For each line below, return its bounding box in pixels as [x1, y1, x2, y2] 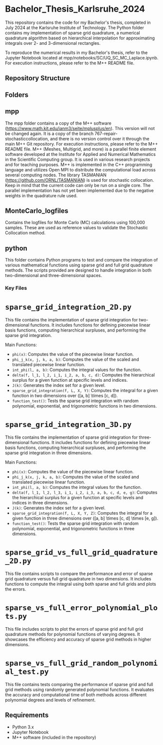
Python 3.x [12, 724, 34, 730]
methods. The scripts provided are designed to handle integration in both [5, 267, 152, 273]
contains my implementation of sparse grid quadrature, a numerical [5, 30, 140, 36]
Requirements [5, 711, 49, 719]
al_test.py [5, 667, 49, 676]
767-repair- [94, 130, 118, 136]
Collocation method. [5, 230, 46, 236]
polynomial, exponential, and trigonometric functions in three [12, 525, 135, 531]
